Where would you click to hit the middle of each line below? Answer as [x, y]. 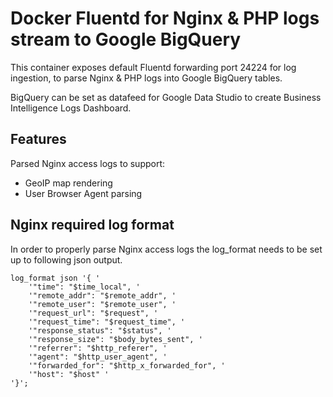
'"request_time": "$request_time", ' [107, 322]
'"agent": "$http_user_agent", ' [98, 357]
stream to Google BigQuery [126, 39]
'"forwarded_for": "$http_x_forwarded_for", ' [127, 365]
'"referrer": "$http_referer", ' [98, 348]
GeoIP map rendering [68, 183]
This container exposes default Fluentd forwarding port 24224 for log [153, 67]
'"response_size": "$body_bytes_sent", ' [115, 339]
